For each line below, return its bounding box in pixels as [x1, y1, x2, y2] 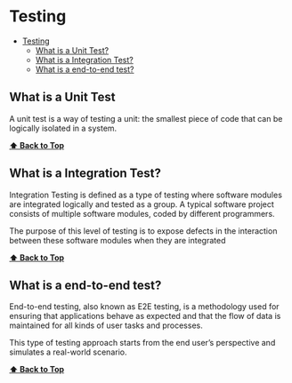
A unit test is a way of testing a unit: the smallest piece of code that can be [9, 113, 283, 124]
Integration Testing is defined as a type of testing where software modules [9, 189, 283, 200]
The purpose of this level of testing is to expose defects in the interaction [9, 225, 278, 236]
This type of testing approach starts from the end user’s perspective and [9, 338, 276, 348]
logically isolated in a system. [9, 123, 118, 133]
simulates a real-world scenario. [9, 347, 127, 357]
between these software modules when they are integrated [9, 235, 226, 245]
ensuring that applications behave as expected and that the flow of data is [9, 311, 281, 322]
